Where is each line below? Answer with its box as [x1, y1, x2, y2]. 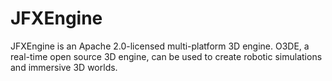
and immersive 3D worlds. [10, 61, 118, 73]
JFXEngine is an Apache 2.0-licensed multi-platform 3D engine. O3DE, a [10, 40, 310, 52]
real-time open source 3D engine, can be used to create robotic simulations [10, 50, 323, 62]
